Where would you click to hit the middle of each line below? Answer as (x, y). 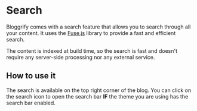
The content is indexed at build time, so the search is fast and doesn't (92, 50)
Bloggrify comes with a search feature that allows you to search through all (98, 27)
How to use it (31, 76)
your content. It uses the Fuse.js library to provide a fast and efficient (91, 33)
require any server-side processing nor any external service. (81, 57)
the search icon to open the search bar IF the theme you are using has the (97, 96)
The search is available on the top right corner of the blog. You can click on (99, 90)
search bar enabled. (31, 103)
